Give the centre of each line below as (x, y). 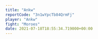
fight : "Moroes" (23, 24)
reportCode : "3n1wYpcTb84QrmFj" (40, 15)
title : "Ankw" (21, 10)
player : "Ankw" (22, 19)
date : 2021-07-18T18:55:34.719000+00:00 (49, 29)
